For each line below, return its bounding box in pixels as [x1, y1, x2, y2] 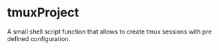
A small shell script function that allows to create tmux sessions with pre [7, 27, 212, 36]
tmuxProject [7, 5, 79, 21]
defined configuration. [7, 34, 71, 42]
